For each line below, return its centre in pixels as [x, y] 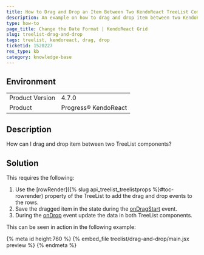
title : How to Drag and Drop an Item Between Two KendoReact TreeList [97, 12]
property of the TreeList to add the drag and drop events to [118, 196]
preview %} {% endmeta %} [42, 245]
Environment [31, 82]
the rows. [27, 202]
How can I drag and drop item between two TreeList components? [89, 144]
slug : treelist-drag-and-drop [45, 35]
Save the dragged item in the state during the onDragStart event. [96, 209]
